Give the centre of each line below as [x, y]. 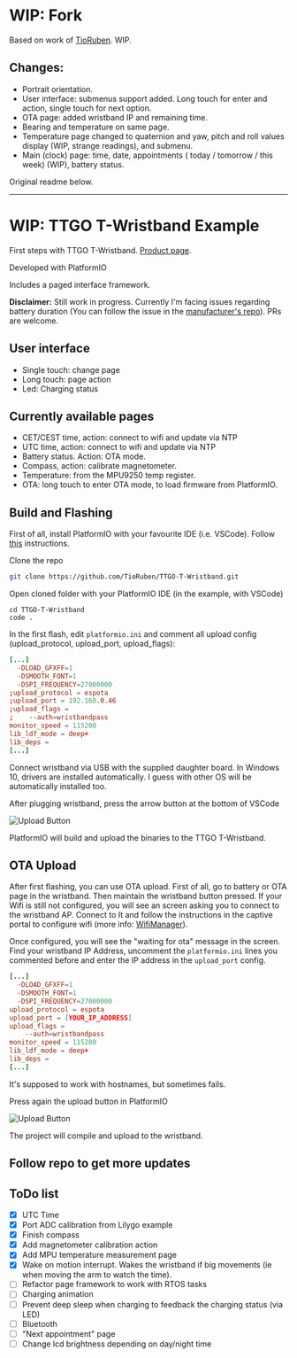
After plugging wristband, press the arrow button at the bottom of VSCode [145, 803]
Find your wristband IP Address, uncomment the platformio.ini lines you [144, 951]
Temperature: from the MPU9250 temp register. [109, 476]
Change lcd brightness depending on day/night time [117, 1344]
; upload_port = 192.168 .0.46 [63, 701]
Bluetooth [39, 1323]
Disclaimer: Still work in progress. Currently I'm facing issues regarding [140, 301]
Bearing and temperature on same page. [95, 127]
